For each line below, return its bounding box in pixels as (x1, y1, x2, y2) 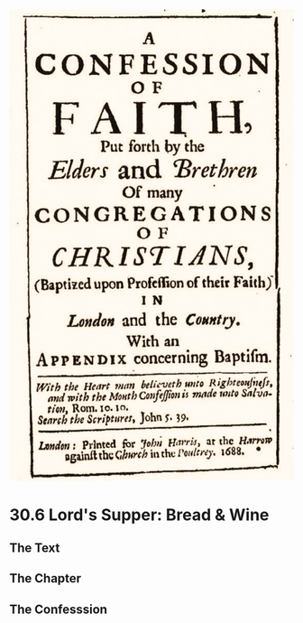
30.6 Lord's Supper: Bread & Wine (9, 505, 270, 525)
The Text (9, 541, 60, 556)
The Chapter (9, 571, 82, 586)
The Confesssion (9, 601, 108, 617)
